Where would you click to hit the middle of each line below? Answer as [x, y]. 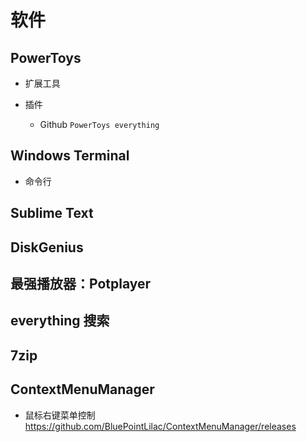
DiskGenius [47, 247]
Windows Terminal [70, 156]
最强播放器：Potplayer [81, 283]
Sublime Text [52, 213]
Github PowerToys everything [99, 124]
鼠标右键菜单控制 [60, 415]
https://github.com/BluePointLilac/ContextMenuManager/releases [160, 426]
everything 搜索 [60, 321]
